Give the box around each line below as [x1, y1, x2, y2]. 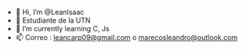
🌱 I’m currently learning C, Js [15, 24, 110, 33]
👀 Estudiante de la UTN [15, 16, 92, 25]
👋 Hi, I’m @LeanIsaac [15, 8, 85, 16]
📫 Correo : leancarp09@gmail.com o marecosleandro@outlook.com [15, 33, 238, 42]
